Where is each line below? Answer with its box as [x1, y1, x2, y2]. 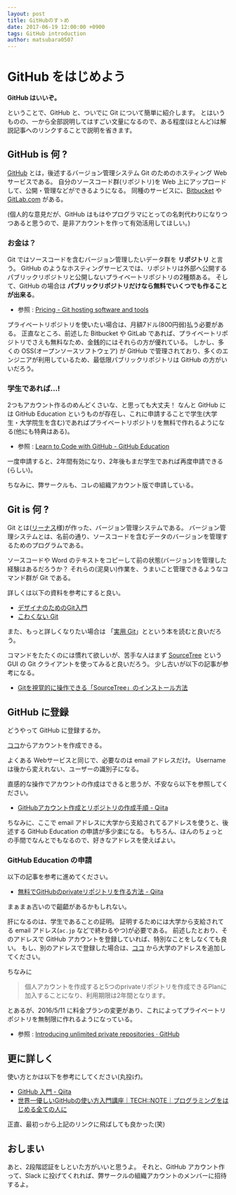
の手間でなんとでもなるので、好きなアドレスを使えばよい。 [7, 836, 180, 845]
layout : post [7, 10, 46, 18]
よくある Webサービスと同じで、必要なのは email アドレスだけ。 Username [7, 756, 226, 765]
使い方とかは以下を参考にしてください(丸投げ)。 [7, 1073, 147, 1081]
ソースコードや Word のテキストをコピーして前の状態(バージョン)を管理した [7, 556, 227, 565]
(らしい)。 [7, 466, 37, 475]
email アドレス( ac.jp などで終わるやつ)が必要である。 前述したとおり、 [15, 926, 222, 935]
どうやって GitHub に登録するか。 [7, 726, 105, 735]
